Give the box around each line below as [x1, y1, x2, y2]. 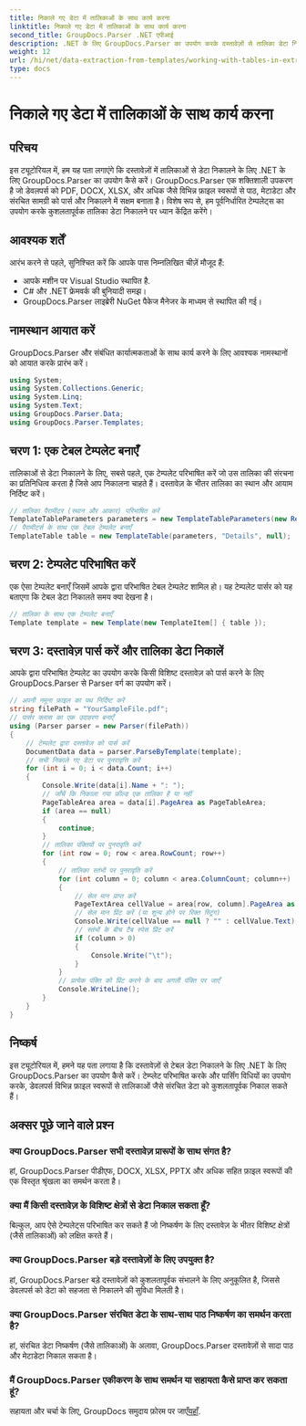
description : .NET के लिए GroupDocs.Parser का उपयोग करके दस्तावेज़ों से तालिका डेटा [9, 38, 289, 48]
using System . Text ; [9, 401, 84, 411]
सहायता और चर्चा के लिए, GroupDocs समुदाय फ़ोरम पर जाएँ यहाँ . [9, 1406, 201, 1417]
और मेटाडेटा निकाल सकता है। [9, 1350, 97, 1361]
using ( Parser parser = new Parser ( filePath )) [9, 722, 189, 731]
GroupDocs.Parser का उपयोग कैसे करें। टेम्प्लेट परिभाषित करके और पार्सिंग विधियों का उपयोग [9, 1070, 291, 1081]
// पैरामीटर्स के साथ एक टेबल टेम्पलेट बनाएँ [9, 523, 132, 532]
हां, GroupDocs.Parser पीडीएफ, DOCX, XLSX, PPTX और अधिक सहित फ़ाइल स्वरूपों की [9, 1166, 293, 1177]
